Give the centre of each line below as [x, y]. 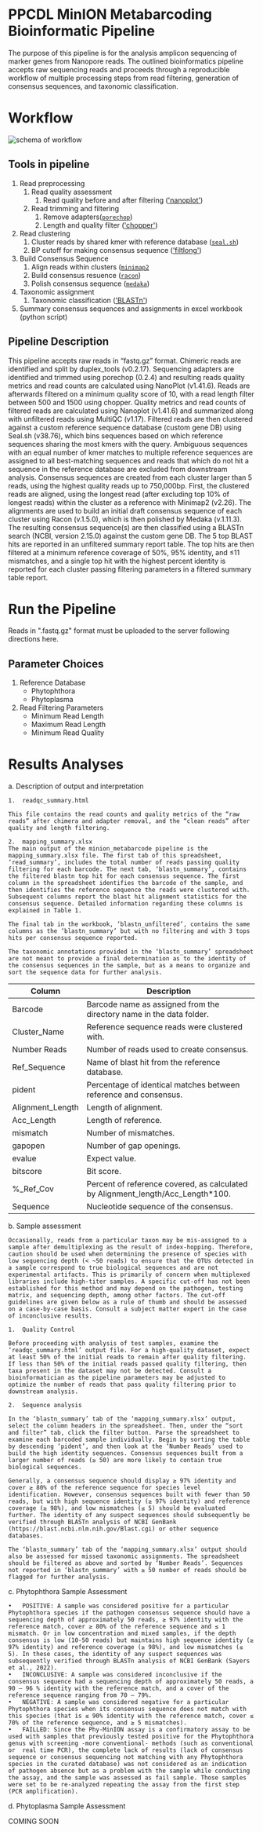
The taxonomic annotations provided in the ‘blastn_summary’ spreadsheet [131, 952]
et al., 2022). [33, 1668]
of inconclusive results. [50, 1316]
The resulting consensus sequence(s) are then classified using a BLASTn [126, 527]
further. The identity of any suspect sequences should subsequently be [129, 1516]
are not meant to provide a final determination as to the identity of [127, 959]
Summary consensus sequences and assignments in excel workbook [131, 309]
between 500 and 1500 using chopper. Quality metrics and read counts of [127, 402]
